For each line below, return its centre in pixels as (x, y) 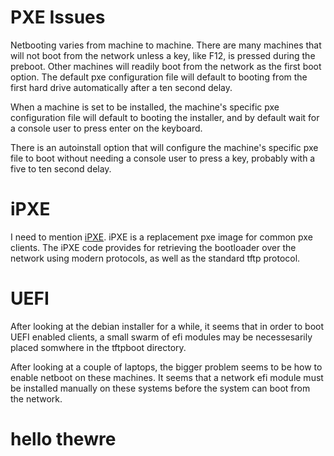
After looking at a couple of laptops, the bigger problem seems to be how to (166, 367)
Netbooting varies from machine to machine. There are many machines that (166, 45)
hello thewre (63, 439)
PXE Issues (58, 17)
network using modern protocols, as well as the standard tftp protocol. (155, 258)
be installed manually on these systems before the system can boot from (160, 388)
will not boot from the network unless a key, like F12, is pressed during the (163, 55)
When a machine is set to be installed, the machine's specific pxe (145, 107)
